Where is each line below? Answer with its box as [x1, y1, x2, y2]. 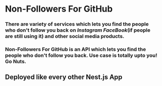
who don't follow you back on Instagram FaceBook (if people [5, 27, 151, 34]
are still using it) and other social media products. [5, 33, 125, 40]
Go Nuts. [5, 58, 27, 65]
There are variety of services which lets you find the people [5, 21, 149, 28]
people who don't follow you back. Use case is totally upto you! [5, 52, 158, 59]
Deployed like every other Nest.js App [5, 73, 123, 81]
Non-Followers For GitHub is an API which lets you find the [5, 46, 146, 53]
